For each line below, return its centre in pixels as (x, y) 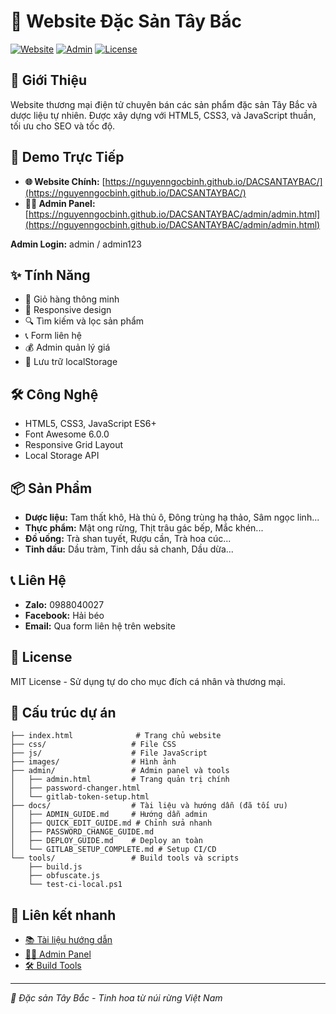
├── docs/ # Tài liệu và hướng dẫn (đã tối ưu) (149, 806)
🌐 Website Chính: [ (65, 181)
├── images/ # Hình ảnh (93, 762)
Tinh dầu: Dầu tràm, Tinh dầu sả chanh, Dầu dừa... (129, 549)
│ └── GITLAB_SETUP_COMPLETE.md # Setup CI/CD (113, 850)
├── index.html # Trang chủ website (116, 736)
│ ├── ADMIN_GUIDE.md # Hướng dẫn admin (109, 815)
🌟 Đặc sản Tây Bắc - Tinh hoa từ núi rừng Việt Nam (116, 998)
